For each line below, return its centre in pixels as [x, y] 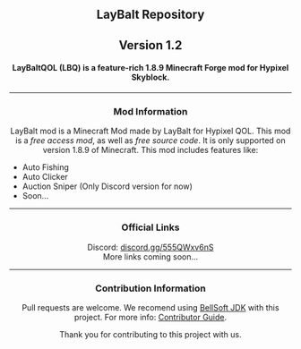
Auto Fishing [46, 167]
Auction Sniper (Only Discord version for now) [107, 186]
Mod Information [150, 111]
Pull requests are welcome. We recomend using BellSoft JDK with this [150, 307]
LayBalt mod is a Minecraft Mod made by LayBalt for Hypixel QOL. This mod [150, 131]
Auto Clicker [45, 177]
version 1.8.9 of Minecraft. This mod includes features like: [150, 150]
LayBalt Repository [150, 15]
